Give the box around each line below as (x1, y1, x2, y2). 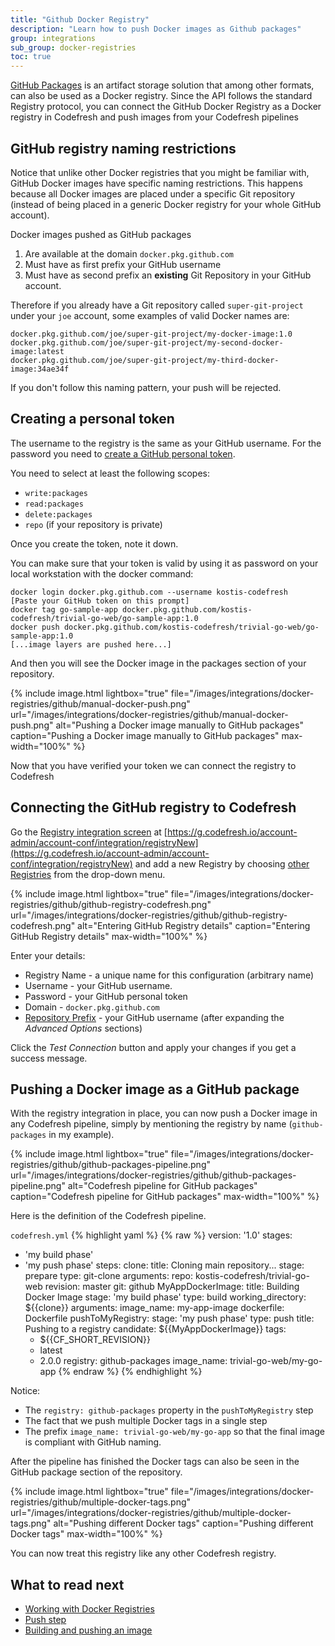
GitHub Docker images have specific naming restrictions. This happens (10, 177, 303, 189)
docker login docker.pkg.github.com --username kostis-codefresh (10, 587, 288, 597)
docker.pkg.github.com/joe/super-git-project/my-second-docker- (10, 337, 284, 348)
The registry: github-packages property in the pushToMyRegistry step (24, 1404, 314, 1416)
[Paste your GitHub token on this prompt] (10, 596, 190, 606)
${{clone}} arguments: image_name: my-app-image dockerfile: (24, 1302, 285, 1314)
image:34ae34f (10, 364, 70, 374)
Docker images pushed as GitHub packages (10, 228, 192, 240)
